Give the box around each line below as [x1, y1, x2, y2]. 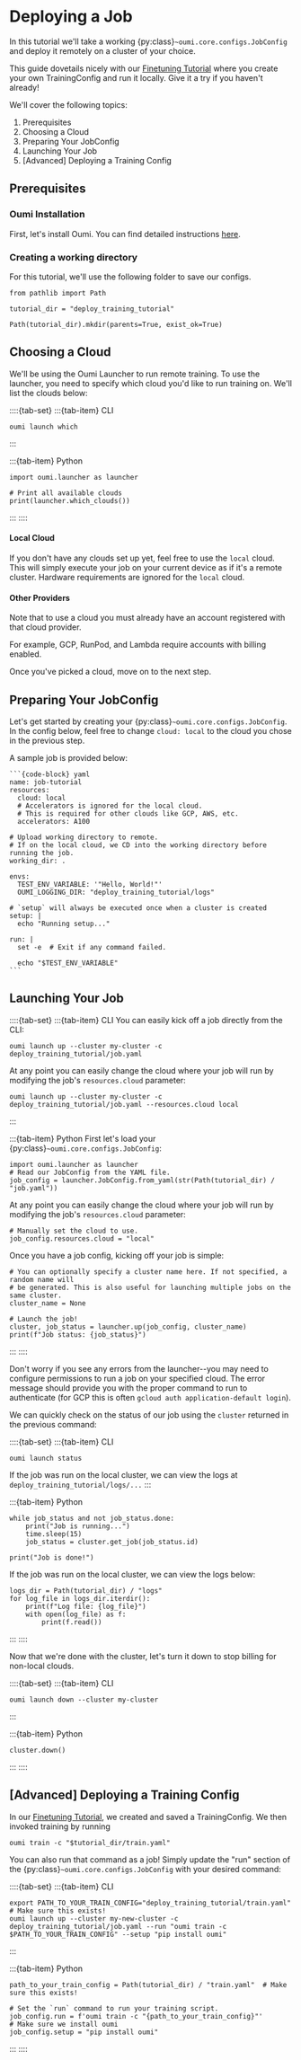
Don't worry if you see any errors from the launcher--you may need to [9, 1363, 270, 1374]
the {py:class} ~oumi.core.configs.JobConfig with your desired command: [9, 1863, 281, 1874]
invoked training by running [9, 1821, 111, 1832]
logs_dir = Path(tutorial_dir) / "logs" [9, 1586, 164, 1596]
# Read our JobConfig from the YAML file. [9, 1168, 171, 1177]
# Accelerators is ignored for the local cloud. [17, 801, 203, 810]
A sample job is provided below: [9, 752, 128, 763]
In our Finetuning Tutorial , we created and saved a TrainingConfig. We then [9, 1811, 288, 1822]
